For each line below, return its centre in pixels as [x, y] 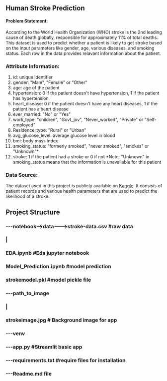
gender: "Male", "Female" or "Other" [50, 82]
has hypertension [31, 98]
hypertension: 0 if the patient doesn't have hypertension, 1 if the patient [86, 93]
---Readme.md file [29, 374]
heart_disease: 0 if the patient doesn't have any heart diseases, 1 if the [85, 103]
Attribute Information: [33, 66]
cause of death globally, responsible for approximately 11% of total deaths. [82, 37]
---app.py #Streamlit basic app [44, 347]
